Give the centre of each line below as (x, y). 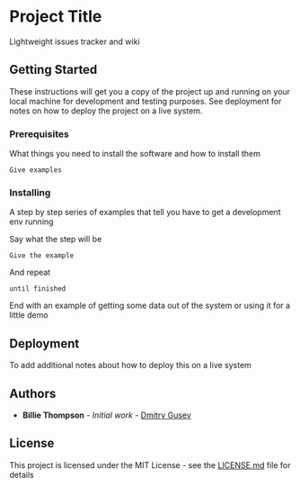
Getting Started (53, 70)
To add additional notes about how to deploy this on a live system (130, 365)
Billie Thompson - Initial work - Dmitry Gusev (106, 415)
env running (31, 221)
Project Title (56, 17)
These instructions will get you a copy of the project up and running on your (150, 91)
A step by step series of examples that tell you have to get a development (145, 212)
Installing (30, 193)
